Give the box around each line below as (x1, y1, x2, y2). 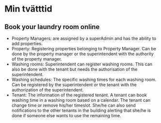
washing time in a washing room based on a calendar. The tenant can (11, 97, 151, 103)
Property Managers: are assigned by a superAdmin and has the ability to (11, 35, 156, 41)
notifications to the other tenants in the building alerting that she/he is (11, 108, 151, 113)
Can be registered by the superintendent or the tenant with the (11, 82, 137, 88)
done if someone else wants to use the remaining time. (11, 113, 122, 118)
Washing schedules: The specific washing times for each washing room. (11, 77, 157, 82)
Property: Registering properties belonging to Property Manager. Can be (11, 46, 156, 51)
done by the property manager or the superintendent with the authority (11, 51, 154, 57)
